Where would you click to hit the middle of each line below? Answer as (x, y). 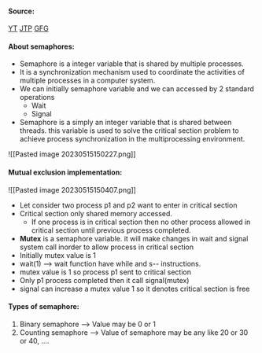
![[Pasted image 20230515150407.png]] (72, 189)
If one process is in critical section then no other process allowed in (141, 222)
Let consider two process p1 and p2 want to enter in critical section (128, 205)
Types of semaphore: (44, 307)
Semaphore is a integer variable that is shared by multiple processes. (131, 64)
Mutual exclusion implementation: (65, 172)
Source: (22, 11)
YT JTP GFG (28, 28)
